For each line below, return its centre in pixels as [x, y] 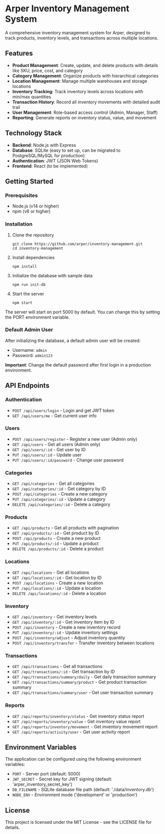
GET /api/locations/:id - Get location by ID [57, 577]
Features [19, 53]
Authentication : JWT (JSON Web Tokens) [55, 161]
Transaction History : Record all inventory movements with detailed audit [86, 102]
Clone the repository [33, 235]
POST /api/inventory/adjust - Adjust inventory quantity [69, 638]
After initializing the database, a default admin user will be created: [73, 340]
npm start [22, 303]
